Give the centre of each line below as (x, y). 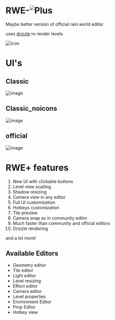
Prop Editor (24, 307)
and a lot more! (21, 238)
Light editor (24, 276)
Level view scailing (32, 187)
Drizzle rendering (30, 228)
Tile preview (25, 213)
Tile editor (23, 270)
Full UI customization (34, 202)
